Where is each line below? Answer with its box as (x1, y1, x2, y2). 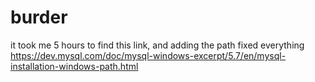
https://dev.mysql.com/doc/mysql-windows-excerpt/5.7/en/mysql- (10, 49, 287, 61)
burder (10, 6, 68, 29)
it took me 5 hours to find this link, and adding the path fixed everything (10, 39, 305, 51)
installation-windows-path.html (10, 60, 139, 72)
